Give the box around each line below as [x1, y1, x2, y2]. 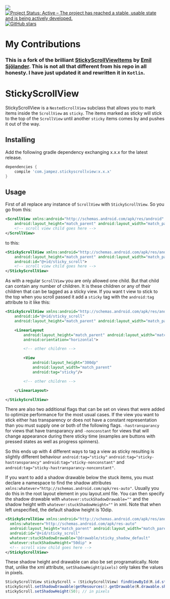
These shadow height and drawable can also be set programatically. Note [5, 559, 159, 565]
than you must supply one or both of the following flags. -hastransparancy [5, 422, 159, 428]
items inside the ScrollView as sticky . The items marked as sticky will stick [5, 110, 162, 116]
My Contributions [5, 39, 81, 50]
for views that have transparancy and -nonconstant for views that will [5, 428, 149, 434]
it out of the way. [5, 121, 40, 127]
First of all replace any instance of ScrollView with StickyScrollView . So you [5, 201, 164, 208]
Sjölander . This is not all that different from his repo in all [5, 63, 147, 70]
